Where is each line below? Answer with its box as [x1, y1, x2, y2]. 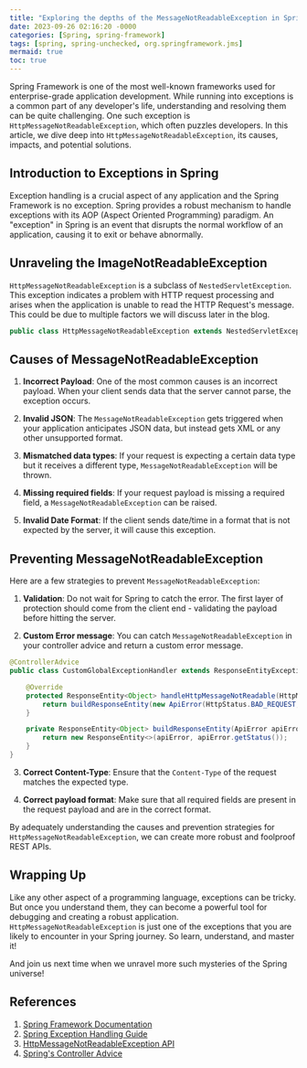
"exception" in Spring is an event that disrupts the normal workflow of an [9, 219, 283, 230]
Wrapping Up [9, 868, 87, 883]
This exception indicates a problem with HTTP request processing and [9, 289, 275, 300]
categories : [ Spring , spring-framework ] [9, 30, 166, 39]
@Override [26, 682, 64, 691]
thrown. [22, 470, 52, 481]
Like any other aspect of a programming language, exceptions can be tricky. [9, 892, 297, 902]
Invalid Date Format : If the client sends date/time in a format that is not [22, 515, 291, 526]
